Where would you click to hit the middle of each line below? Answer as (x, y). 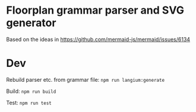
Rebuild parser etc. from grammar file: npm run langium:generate (86, 79)
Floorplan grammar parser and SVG (95, 10)
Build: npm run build (31, 91)
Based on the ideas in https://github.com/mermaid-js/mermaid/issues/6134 (98, 39)
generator (31, 23)
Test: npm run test (29, 103)
